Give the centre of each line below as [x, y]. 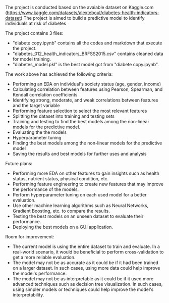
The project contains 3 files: [34, 33]
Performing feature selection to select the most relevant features [80, 111]
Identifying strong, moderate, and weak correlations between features [85, 100]
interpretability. [28, 295]
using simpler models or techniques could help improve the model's [83, 289]
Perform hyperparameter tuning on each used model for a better [79, 195]
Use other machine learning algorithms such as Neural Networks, [80, 206]
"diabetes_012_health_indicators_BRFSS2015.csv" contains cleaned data [88, 54]
